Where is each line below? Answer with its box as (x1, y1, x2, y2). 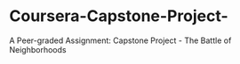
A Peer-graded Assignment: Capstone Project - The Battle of (9, 35, 232, 46)
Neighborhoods (9, 44, 67, 54)
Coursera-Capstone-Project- (9, 6, 228, 26)
